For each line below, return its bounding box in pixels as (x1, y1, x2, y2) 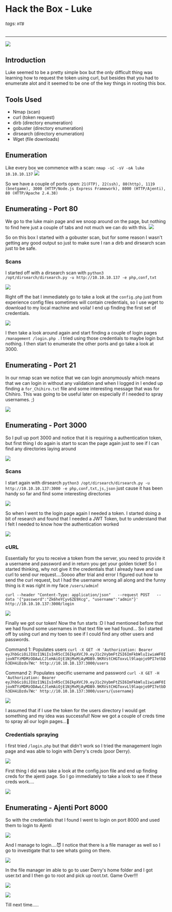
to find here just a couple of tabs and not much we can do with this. (5, 224, 148, 230)
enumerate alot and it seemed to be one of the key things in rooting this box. (5, 80, 166, 86)
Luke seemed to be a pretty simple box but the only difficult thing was (5, 69, 153, 76)
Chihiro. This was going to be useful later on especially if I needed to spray (5, 391, 163, 397)
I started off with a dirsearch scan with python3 (5, 269, 104, 275)
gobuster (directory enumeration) (12, 125, 83, 132)
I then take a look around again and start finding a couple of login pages (5, 329, 157, 336)
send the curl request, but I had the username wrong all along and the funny (5, 577, 166, 583)
